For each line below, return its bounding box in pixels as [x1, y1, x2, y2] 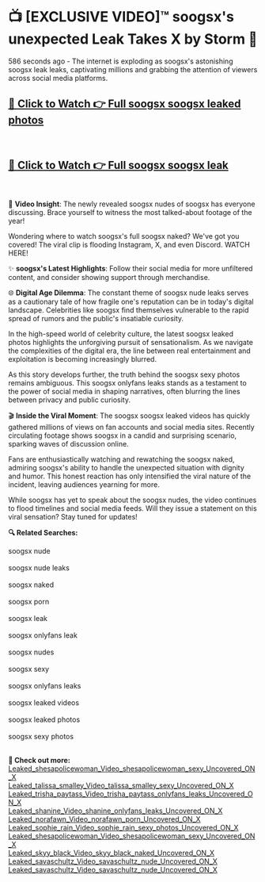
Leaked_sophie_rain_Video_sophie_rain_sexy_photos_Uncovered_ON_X [8, 823, 239, 832]
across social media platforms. [8, 73, 108, 82]
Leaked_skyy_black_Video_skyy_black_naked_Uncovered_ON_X [8, 848, 215, 857]
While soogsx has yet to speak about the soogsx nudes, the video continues [8, 495, 257, 504]
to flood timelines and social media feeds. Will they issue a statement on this [8, 503, 257, 513]
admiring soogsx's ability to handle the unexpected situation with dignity [8, 462, 245, 472]
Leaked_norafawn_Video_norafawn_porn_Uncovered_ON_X [8, 814, 201, 823]
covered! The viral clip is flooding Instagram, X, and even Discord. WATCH [8, 240, 251, 249]
